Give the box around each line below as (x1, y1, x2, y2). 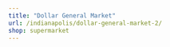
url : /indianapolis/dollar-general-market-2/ (8, 19, 162, 27)
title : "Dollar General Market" (8, 11, 116, 20)
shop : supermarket (8, 26, 69, 34)
